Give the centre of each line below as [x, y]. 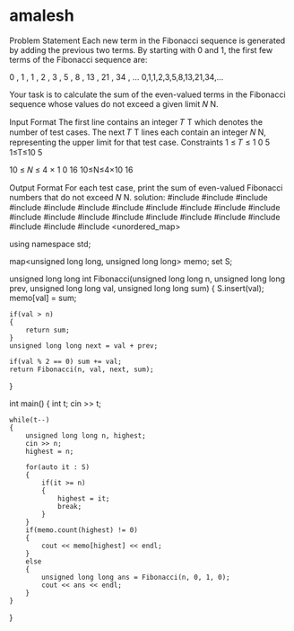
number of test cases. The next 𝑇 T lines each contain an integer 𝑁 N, [138, 132]
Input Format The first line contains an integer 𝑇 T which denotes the [136, 121]
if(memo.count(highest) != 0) [82, 530]
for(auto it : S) [58, 467]
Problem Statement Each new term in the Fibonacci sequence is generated [147, 40]
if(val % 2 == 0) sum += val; [66, 361]
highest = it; [83, 498]
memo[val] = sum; [43, 298]
